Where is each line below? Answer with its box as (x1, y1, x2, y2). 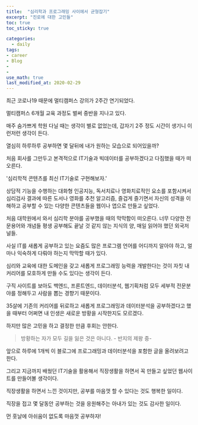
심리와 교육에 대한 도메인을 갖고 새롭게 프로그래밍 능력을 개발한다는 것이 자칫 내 (6, 262, 190, 270)
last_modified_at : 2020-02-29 (6, 80, 81, 86)
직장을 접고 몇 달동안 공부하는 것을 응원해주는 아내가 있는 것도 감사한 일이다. (6, 400, 182, 407)
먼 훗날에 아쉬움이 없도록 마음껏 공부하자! (6, 413, 101, 420)
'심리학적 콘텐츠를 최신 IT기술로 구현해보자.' (6, 175, 107, 182)
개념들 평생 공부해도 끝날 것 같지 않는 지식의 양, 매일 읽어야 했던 (26, 222, 174, 229)
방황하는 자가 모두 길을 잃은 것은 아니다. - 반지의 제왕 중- (20, 335, 152, 342)
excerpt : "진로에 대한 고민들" (6, 14, 74, 20)
